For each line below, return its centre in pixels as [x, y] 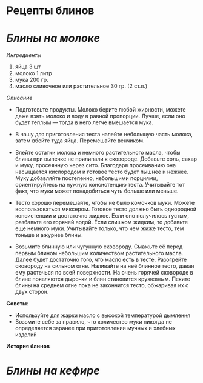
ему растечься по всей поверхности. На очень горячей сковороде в [104, 273]
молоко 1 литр [34, 73]
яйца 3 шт [28, 67]
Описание [19, 98]
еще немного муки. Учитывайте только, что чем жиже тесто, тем [99, 228]
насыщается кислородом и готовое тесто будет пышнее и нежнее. [102, 172]
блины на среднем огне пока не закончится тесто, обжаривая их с [102, 285]
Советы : [17, 304]
